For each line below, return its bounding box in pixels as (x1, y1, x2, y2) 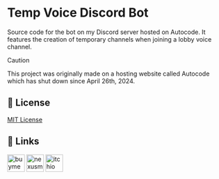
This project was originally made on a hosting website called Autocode (7, 69, 210, 78)
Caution (7, 56, 30, 64)
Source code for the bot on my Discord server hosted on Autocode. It (7, 28, 206, 36)
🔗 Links (7, 135, 40, 147)
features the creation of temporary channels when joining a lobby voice (7, 35, 212, 43)
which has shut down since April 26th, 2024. (7, 76, 136, 85)
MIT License (7, 115, 43, 123)
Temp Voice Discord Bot (7, 5, 149, 21)
